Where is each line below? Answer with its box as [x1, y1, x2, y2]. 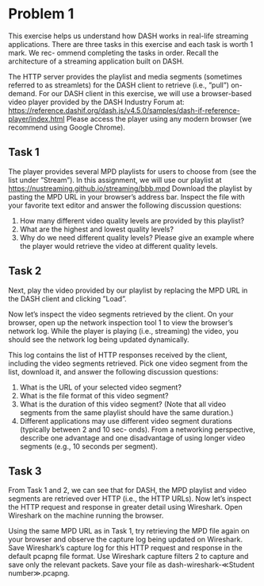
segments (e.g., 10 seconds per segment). [19, 441, 159, 451]
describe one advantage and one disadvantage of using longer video [19, 433, 246, 442]
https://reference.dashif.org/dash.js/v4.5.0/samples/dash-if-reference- [8, 105, 240, 115]
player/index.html [8, 114, 65, 123]
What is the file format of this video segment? [19, 390, 169, 400]
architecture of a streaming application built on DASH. [8, 56, 185, 66]
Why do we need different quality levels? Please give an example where [19, 232, 254, 243]
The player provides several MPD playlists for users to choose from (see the [8, 166, 257, 176]
